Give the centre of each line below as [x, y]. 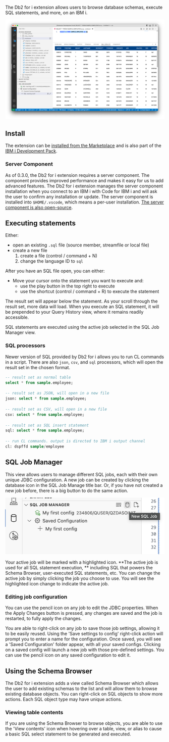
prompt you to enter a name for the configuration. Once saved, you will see [83, 639]
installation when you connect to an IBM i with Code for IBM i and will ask [81, 191]
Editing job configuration [36, 597]
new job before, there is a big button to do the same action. [67, 490]
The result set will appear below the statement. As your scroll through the [81, 301]
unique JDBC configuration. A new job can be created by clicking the [77, 480]
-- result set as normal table [38, 377]
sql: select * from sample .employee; [45, 431]
